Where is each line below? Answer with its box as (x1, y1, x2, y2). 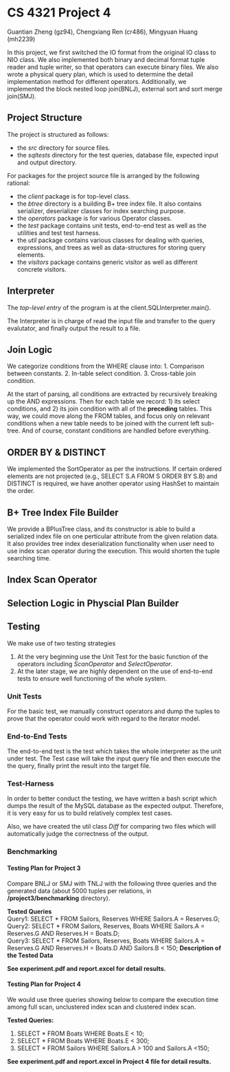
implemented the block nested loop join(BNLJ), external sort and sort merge (7, 85, 223, 93)
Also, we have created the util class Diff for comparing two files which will (7, 822, 216, 831)
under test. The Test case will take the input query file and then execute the (7, 754, 221, 763)
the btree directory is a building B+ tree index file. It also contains (16, 199, 202, 208)
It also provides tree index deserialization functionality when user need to (7, 540, 215, 547)
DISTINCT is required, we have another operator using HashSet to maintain (7, 479, 220, 488)
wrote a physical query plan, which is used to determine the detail (7, 70, 194, 78)
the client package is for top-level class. (16, 192, 130, 200)
